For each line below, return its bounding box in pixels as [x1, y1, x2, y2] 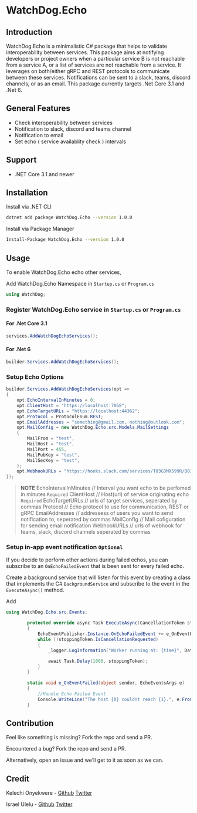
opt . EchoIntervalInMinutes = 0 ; [16, 397, 96, 403]
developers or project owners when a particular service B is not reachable [6, 55, 185, 62]
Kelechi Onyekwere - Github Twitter [6, 789, 93, 797]
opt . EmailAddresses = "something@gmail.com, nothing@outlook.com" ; [16, 419, 185, 425]
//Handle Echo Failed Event [37, 690, 107, 697]
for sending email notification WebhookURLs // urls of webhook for [20, 522, 182, 529]
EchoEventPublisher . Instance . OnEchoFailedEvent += [37, 631, 164, 637]
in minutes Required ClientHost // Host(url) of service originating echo [20, 491, 189, 498]
